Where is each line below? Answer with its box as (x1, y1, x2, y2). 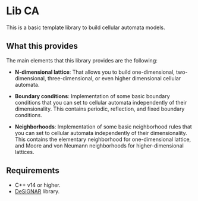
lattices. (14, 148, 34, 155)
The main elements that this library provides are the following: (6, 56, 158, 64)
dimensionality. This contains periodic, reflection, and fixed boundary (14, 105, 185, 112)
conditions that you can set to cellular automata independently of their (14, 99, 187, 106)
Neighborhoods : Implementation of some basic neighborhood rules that (14, 123, 192, 130)
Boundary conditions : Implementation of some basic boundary (14, 92, 171, 99)
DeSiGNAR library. (14, 187, 60, 194)
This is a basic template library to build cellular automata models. (6, 24, 165, 31)
